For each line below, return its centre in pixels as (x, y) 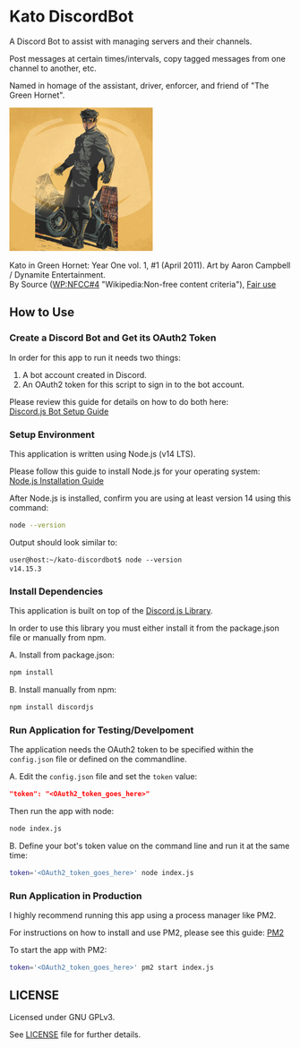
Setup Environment (52, 434)
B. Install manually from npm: (63, 689)
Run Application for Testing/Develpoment (102, 730)
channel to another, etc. (53, 68)
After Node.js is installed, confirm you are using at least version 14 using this (150, 498)
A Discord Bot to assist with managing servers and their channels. (131, 41)
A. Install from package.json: (62, 655)
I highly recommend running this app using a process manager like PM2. (143, 915)
